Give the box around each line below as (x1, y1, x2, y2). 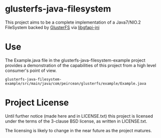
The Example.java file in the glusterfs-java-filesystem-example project (5, 57, 145, 63)
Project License (5, 97, 69, 108)
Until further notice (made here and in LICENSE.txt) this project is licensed (5, 113, 153, 119)
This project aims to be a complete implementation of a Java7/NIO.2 (5, 19, 141, 25)
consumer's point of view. (5, 68, 57, 73)
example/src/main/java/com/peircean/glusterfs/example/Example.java (5, 81, 146, 86)
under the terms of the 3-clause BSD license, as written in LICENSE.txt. (5, 118, 147, 124)
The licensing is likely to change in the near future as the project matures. (5, 127, 152, 133)
